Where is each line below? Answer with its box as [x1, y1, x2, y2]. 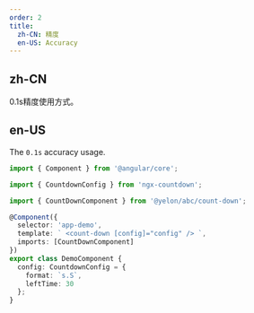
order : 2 [9, 13, 42, 22]
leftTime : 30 [25, 279, 74, 288]
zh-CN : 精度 [17, 30, 60, 39]
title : [9, 22, 34, 30]
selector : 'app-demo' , [17, 221, 102, 230]
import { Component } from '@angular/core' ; [9, 163, 179, 173]
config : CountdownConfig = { [17, 262, 127, 272]
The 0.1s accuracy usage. [9, 146, 106, 157]
